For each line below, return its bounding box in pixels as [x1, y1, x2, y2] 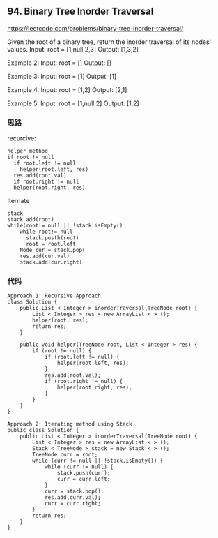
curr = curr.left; [56, 476, 111, 483]
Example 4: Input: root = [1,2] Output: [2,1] [7, 85, 127, 94]
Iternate [7, 197, 30, 205]
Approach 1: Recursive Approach [7, 292, 101, 299]
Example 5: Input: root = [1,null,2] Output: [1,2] [7, 99, 139, 107]
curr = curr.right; [44, 500, 101, 507]
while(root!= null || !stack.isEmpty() [7, 223, 123, 230]
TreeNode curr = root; [32, 451, 98, 458]
